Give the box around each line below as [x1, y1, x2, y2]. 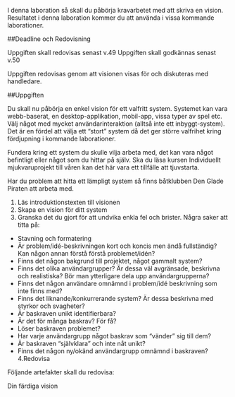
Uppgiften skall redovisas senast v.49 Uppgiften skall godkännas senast [7, 49, 217, 57]
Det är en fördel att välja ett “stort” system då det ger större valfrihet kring [7, 127, 222, 135]
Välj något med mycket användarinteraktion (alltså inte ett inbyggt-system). [7, 119, 225, 128]
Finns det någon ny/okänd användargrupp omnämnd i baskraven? [17, 347, 209, 355]
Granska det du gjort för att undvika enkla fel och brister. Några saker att [17, 213, 229, 221]
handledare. [7, 77, 42, 85]
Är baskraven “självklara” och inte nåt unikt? [17, 339, 146, 348]
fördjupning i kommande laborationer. [7, 134, 116, 143]
